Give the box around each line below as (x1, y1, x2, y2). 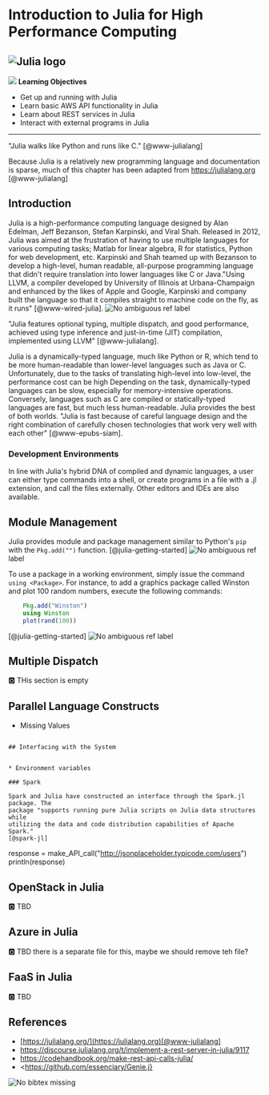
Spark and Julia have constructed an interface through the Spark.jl (8, 793, 246, 801)
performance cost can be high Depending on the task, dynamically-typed (8, 377, 251, 387)
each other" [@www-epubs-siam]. (8, 428, 123, 438)
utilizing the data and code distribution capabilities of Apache (8, 821, 235, 829)
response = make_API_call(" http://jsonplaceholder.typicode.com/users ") (8, 849, 247, 858)
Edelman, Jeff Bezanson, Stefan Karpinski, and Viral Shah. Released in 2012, (8, 226, 261, 236)
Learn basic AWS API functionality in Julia (19, 101, 159, 110)
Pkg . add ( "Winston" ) (22, 602, 88, 610)
